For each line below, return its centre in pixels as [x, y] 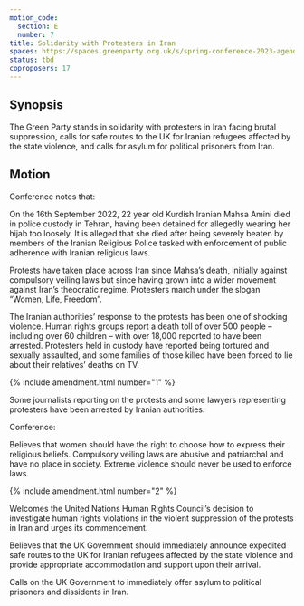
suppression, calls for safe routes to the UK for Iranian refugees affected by [150, 136]
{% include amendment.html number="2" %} [93, 491]
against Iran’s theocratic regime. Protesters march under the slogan [135, 289]
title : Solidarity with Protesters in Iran [93, 43]
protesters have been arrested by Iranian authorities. [107, 409]
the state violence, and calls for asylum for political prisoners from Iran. [142, 146]
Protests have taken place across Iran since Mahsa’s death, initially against [148, 270]
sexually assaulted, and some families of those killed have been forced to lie [151, 355]
